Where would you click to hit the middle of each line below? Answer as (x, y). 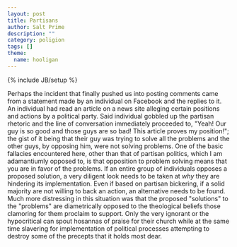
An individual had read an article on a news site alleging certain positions (114, 108)
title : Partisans (33, 20)
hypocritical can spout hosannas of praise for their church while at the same (118, 221)
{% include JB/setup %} (42, 80)
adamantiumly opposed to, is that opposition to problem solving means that (117, 161)
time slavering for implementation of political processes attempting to (109, 228)
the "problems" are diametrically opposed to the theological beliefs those (114, 206)
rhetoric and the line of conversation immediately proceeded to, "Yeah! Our (117, 123)
